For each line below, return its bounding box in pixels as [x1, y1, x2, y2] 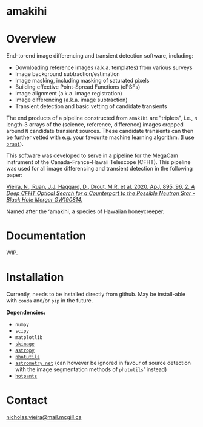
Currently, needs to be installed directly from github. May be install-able [6, 290, 186, 298]
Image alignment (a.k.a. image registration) [15, 90, 122, 97]
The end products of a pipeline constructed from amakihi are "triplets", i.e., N [6, 114, 198, 122]
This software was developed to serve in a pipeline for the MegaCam [6, 152, 179, 159]
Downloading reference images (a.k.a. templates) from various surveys [15, 64, 193, 71]
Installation [6, 270, 64, 284]
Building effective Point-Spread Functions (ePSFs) [15, 83, 141, 91]
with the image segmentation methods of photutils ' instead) [15, 366, 167, 373]
